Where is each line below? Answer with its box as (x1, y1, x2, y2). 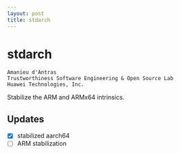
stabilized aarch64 (16, 132, 70, 140)
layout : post (7, 10, 45, 17)
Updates (7, 113, 45, 125)
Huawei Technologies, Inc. (7, 81, 85, 88)
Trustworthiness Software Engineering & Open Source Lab (7, 75, 174, 82)
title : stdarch (7, 17, 51, 23)
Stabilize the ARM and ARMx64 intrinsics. (7, 93, 125, 102)
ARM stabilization (16, 139, 67, 148)
